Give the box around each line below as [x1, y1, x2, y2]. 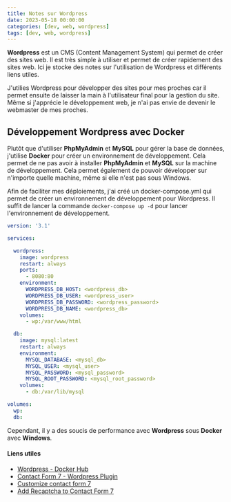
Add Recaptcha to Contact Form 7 [17, 487, 114, 495]
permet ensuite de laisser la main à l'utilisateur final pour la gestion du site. [7, 91, 219, 100]
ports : [19, 267, 39, 274]
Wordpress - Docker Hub [17, 465, 89, 473]
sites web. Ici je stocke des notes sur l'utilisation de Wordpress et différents [7, 63, 222, 71]
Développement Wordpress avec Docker [7, 126, 185, 138]
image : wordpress [19, 254, 70, 261]
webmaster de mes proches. [7, 106, 88, 114]
